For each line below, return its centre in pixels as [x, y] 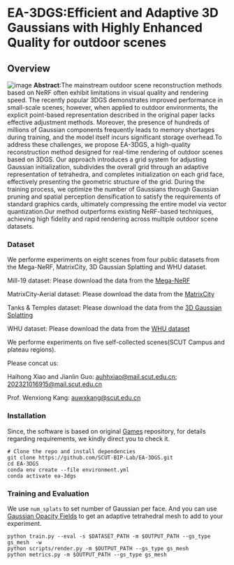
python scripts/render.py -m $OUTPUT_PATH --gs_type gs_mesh [98, 548]
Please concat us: [33, 363]
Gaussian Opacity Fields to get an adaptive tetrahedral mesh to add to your [115, 516]
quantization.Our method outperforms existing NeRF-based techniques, [110, 212]
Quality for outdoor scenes [87, 43]
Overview [29, 68]
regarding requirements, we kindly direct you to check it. [88, 438]
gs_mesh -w [24, 542]
